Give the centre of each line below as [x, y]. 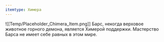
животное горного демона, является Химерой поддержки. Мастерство [82, 29]
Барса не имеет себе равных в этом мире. [51, 34]
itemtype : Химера [23, 10]
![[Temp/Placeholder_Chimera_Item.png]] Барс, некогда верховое [74, 24]
